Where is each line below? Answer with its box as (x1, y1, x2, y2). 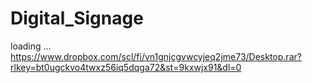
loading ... (10, 40, 52, 52)
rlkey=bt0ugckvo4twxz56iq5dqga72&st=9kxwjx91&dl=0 (10, 61, 242, 73)
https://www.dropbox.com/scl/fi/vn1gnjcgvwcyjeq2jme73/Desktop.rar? (10, 50, 302, 62)
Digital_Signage (10, 7, 144, 30)
